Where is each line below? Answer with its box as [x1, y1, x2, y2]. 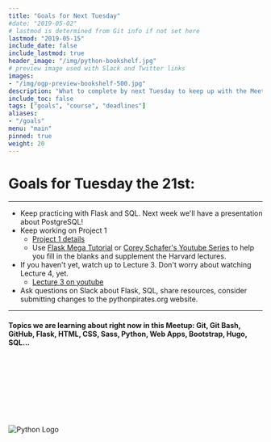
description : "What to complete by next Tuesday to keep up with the [8, 86, 248, 95]
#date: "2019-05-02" [8, 19, 78, 27]
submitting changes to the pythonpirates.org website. [19, 294, 198, 304]
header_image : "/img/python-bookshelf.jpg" [8, 57, 157, 65]
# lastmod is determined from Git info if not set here [8, 27, 200, 35]
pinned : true [8, 132, 52, 140]
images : [8, 72, 35, 80]
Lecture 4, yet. [19, 268, 69, 279]
